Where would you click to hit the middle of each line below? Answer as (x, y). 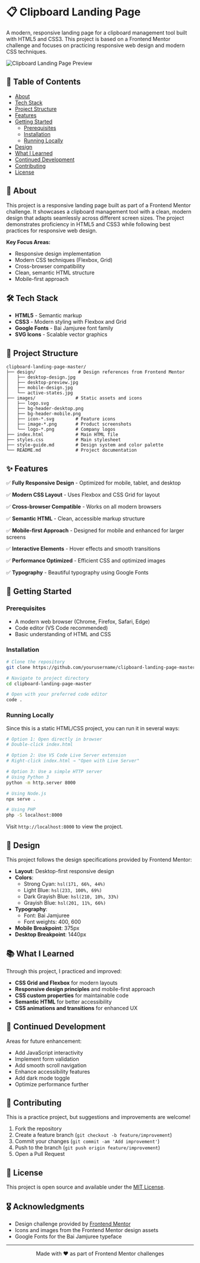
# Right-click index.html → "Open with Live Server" (73, 761)
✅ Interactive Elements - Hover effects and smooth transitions (83, 548)
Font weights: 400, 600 (52, 921)
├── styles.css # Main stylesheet (63, 440)
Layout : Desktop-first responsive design (64, 871)
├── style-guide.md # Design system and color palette (85, 445)
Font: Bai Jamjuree (47, 915)
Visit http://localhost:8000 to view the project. (65, 827)
